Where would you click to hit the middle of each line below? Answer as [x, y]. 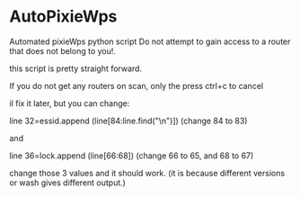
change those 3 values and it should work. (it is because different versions [147, 173]
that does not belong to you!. [63, 50]
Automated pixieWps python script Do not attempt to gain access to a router [150, 41]
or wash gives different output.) [67, 183]
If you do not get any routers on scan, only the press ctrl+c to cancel [136, 85]
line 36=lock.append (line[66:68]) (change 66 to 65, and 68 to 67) [132, 156]
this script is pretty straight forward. [75, 68]
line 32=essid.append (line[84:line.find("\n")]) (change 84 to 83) [128, 121]
